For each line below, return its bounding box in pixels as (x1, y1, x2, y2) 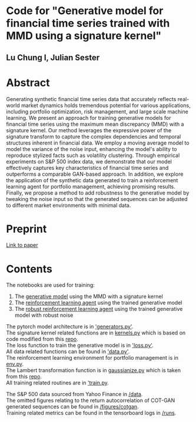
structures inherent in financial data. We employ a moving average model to (6, 139, 190, 146)
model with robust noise (14, 312, 74, 319)
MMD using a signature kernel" (6, 29, 162, 42)
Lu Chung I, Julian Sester (6, 52, 100, 62)
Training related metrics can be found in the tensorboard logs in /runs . (6, 410, 177, 417)
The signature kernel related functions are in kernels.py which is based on (6, 329, 186, 336)
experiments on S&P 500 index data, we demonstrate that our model (6, 158, 172, 165)
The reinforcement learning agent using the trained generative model (14, 299, 182, 306)
